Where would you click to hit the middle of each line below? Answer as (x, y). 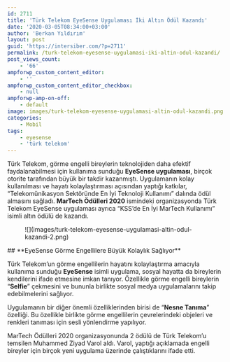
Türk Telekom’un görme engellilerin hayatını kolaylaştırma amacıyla (104, 264)
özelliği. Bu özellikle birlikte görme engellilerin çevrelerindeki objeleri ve (110, 315)
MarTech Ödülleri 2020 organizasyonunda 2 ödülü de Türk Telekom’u (107, 336)
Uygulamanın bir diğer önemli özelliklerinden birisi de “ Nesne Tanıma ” (108, 307)
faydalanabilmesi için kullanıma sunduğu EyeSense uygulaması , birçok (110, 172)
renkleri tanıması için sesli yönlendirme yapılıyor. (77, 322)
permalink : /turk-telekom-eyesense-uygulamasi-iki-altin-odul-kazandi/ (114, 53)
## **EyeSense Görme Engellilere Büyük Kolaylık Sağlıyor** (94, 251)
